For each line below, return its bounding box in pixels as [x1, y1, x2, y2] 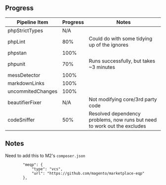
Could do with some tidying [88, 35, 153, 42]
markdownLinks [7, 79, 44, 86]
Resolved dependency [88, 110, 141, 117]
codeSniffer [7, 116, 35, 123]
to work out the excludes [88, 123, 146, 129]
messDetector [7, 71, 41, 78]
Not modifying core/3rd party [88, 96, 157, 103]
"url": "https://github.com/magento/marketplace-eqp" [31, 171, 145, 176]
